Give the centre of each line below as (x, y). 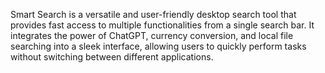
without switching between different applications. (112, 57)
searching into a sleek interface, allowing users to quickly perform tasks (158, 46)
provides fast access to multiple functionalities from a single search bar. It (162, 25)
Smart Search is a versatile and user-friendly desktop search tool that (153, 14)
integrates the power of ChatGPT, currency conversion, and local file (152, 35)
